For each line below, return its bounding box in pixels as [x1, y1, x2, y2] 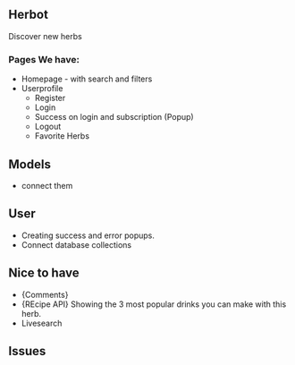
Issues [8, 344, 46, 359]
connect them [21, 180, 73, 191]
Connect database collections [21, 239, 132, 250]
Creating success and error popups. [21, 230, 156, 241]
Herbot [8, 7, 48, 22]
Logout [34, 121, 62, 132]
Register [34, 93, 66, 104]
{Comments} [21, 289, 69, 300]
